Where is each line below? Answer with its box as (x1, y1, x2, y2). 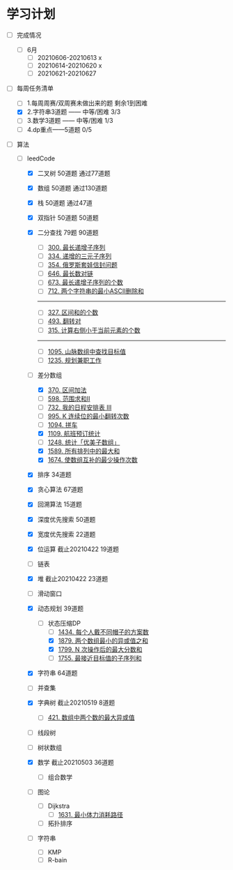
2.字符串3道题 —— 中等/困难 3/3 (26, 107, 121, 116)
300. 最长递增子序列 (47, 243, 106, 251)
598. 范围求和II (47, 394, 90, 403)
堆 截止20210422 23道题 (37, 574, 109, 583)
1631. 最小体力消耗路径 (58, 810, 123, 818)
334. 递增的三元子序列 (47, 252, 112, 260)
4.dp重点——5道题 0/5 (26, 125, 92, 133)
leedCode (26, 154, 56, 163)
